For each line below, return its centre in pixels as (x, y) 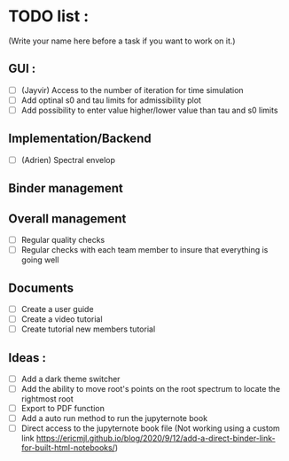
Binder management (66, 188)
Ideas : (27, 358)
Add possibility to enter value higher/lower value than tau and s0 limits (149, 110)
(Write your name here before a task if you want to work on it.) (122, 41)
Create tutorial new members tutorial (88, 329)
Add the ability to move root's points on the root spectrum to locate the (151, 389)
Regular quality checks (63, 240)
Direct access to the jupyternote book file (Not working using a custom (150, 428)
